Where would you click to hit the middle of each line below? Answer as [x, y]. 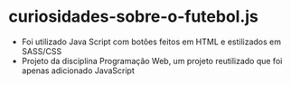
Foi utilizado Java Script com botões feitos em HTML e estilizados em [151, 42]
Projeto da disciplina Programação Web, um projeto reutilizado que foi [152, 61]
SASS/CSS [42, 51]
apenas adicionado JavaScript [78, 71]
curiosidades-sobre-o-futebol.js [134, 17]
